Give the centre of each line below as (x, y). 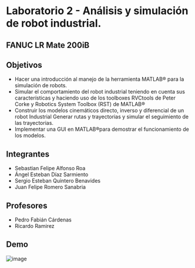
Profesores (27, 205)
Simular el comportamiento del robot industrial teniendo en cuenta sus (100, 92)
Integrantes (28, 154)
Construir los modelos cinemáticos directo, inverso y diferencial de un (99, 111)
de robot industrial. (54, 23)
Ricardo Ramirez (34, 226)
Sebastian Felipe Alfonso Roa (50, 168)
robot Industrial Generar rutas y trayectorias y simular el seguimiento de (102, 117)
